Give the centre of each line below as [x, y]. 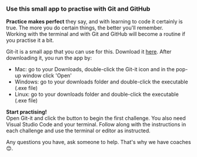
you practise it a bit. [30, 41]
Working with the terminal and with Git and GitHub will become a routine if [96, 34]
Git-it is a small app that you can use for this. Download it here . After [89, 52]
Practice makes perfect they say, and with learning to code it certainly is [95, 22]
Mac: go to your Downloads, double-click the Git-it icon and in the [95, 69]
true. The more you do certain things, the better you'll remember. [85, 28]
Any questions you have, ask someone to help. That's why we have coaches [98, 142]
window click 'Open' [47, 76]
